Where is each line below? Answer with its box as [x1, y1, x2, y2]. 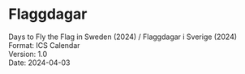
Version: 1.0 [8, 49, 48, 59]
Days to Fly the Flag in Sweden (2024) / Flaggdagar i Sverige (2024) [8, 32, 238, 41]
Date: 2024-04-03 [8, 58, 71, 67]
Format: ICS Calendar [8, 40, 80, 50]
